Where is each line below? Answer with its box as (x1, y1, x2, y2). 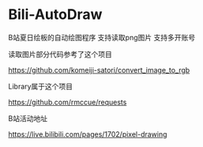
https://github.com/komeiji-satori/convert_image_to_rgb (8, 65, 190, 74)
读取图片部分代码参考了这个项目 (8, 49, 112, 58)
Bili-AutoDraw (8, 6, 103, 24)
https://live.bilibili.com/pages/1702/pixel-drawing (8, 129, 167, 139)
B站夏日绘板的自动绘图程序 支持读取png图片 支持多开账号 (8, 32, 196, 42)
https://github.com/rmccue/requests (8, 97, 127, 107)
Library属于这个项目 (8, 81, 73, 91)
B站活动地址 (8, 113, 48, 123)
